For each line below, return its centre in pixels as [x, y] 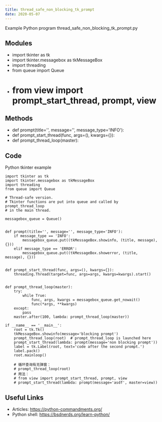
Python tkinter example [28, 167]
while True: [35, 296]
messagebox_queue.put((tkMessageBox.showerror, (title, [80, 253]
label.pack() [27, 351]
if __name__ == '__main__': [34, 326]
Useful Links [24, 397]
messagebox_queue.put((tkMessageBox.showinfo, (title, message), [90, 240]
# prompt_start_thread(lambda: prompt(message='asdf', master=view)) [86, 383]
